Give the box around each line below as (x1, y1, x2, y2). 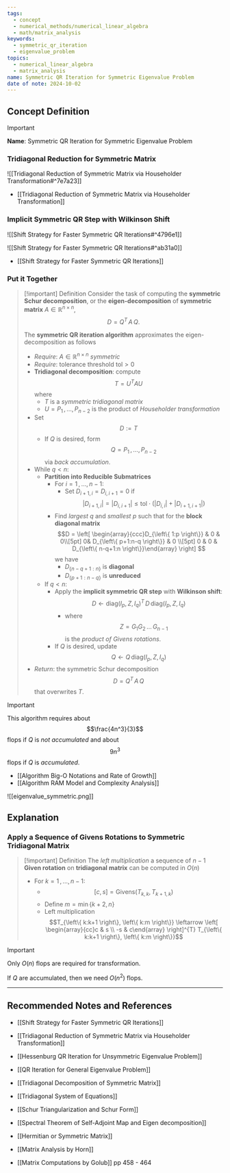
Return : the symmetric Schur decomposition (34, 665, 159, 673)
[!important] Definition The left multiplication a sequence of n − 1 (23, 856, 206, 864)
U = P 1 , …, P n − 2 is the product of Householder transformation (44, 404, 220, 415)
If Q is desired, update (54, 642, 118, 650)
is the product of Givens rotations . (64, 635, 162, 643)
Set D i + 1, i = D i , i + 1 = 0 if (64, 487, 135, 497)
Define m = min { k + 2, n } (44, 900, 115, 908)
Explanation (7, 812, 60, 823)
